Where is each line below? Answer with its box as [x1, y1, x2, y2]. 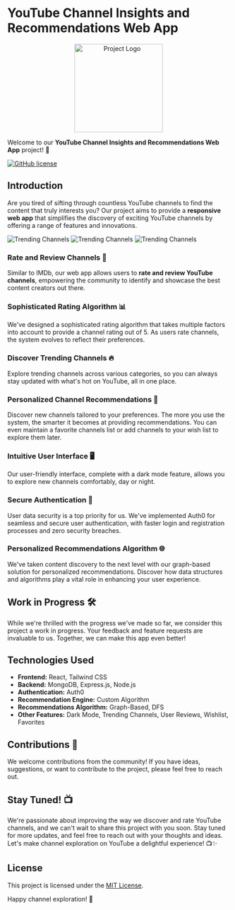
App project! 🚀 [7, 145, 50, 154]
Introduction [7, 180, 64, 192]
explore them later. [7, 433, 62, 442]
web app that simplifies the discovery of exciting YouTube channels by [7, 214, 213, 222]
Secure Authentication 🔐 [7, 495, 93, 505]
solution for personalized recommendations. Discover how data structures [7, 568, 223, 576]
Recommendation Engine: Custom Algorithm [17, 696, 150, 704]
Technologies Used [7, 655, 94, 667]
